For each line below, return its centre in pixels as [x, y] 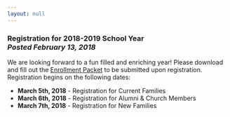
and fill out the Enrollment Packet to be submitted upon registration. [105, 69]
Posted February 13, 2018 [52, 47]
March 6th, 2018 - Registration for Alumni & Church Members [107, 98]
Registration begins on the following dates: [69, 77]
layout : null [26, 14]
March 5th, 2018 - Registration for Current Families [92, 90]
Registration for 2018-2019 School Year [76, 38]
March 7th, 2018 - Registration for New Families [87, 105]
